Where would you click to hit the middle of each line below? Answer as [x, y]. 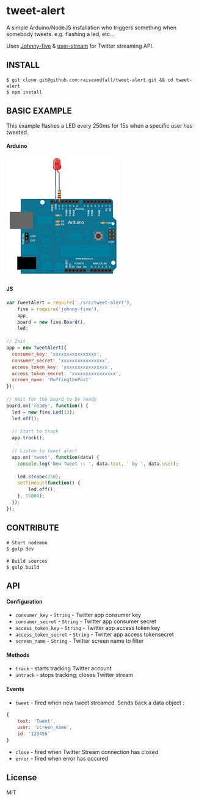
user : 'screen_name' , [45, 728]
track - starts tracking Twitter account [63, 668]
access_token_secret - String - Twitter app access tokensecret [94, 635]
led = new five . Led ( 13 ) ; [43, 412]
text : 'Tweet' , [37, 721]
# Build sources [27, 561]
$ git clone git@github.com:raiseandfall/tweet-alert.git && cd [90, 80]
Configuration [24, 601]
